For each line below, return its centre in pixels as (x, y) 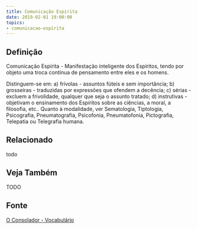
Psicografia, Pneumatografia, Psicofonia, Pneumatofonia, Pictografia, (90, 115)
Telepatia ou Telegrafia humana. (45, 122)
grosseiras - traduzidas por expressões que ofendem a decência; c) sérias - (99, 90)
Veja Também (32, 173)
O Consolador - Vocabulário (40, 220)
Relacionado (29, 140)
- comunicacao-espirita (35, 28)
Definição (24, 52)
